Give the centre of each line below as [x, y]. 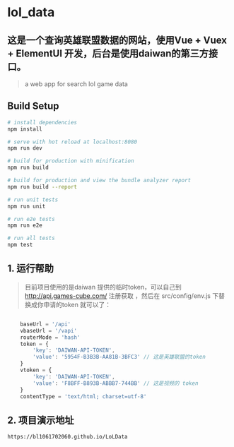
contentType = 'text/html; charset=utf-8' [83, 396]
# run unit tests [33, 199]
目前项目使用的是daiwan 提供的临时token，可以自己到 [103, 287]
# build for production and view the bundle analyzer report [99, 181]
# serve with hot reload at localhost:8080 [72, 142]
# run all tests [31, 238]
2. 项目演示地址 [41, 420]
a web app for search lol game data [76, 84]
